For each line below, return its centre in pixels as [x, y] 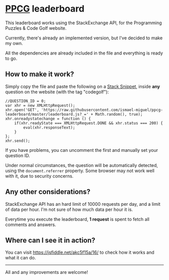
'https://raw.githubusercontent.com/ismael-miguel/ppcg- [102, 110]
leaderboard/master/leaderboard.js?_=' [47, 114]
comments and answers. [31, 225]
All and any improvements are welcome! [47, 272]
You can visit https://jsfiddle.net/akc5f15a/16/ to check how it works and [80, 252]
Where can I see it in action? [50, 240]
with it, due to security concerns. [39, 176]
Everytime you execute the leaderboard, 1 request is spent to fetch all [77, 219]
